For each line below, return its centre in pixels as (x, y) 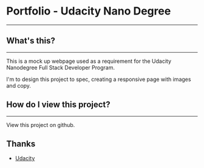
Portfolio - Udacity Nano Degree (89, 11)
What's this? (31, 41)
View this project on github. (41, 124)
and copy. (19, 85)
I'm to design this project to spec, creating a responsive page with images (99, 79)
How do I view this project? (58, 105)
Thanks (21, 144)
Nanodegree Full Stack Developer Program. (61, 67)
